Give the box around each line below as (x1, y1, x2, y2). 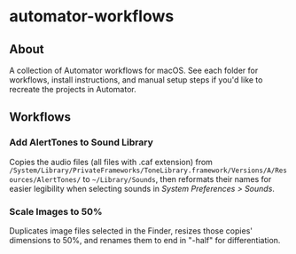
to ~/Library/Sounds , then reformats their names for (82, 173, 272, 184)
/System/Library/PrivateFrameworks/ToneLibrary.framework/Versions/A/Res (9, 166, 288, 175)
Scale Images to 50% (9, 205, 103, 218)
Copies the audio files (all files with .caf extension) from (9, 156, 213, 167)
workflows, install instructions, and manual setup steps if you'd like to (9, 75, 263, 85)
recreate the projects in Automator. (9, 84, 136, 94)
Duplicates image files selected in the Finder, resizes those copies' (9, 225, 253, 236)
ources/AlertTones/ (9, 175, 82, 184)
